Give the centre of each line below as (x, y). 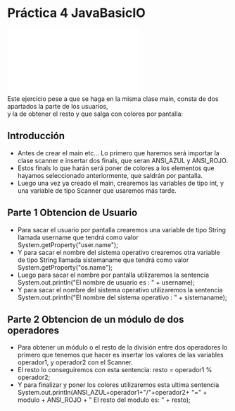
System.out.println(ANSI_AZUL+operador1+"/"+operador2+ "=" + (112, 393)
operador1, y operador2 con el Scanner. (75, 362)
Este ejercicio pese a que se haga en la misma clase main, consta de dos (113, 99)
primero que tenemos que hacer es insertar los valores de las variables (120, 355)
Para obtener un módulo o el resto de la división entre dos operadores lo (122, 347)
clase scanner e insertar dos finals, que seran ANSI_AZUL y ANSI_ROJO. (123, 160)
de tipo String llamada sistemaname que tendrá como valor (103, 260)
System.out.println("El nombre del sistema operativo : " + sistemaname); (122, 297)
